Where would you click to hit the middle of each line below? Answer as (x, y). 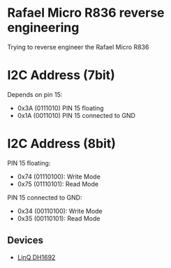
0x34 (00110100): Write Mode (60, 211)
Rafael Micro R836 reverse (86, 13)
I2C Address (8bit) (62, 144)
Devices (25, 240)
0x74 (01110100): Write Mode (59, 177)
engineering (43, 28)
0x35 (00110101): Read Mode (59, 218)
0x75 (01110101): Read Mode (58, 184)
